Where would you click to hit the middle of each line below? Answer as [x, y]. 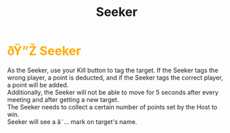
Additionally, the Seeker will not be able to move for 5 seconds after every [113, 92]
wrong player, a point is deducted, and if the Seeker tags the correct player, [115, 78]
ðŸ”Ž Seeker [44, 51]
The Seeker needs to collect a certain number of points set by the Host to [112, 107]
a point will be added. [38, 85]
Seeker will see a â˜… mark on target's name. [72, 121]
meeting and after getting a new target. [63, 99]
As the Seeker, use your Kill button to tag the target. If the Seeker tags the [113, 70]
